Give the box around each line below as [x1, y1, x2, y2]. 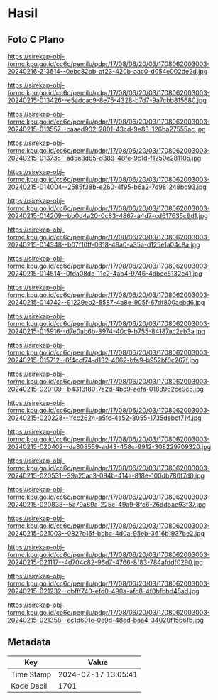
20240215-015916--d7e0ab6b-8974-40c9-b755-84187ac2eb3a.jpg [7, 327, 206, 335]
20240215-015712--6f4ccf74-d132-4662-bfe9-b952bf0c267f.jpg [7, 356, 199, 364]
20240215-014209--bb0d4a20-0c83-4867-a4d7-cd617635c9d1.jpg [7, 212, 208, 220]
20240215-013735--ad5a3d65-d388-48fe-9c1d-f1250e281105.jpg [7, 154, 202, 162]
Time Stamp [11, 669, 52, 679]
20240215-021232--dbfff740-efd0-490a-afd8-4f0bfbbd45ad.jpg [7, 587, 200, 595]
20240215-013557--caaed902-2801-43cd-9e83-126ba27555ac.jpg [7, 125, 206, 133]
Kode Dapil [11, 681, 48, 691]
